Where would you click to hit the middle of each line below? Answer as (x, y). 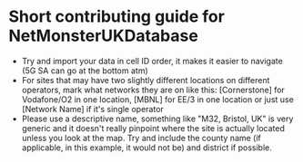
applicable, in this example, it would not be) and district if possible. (146, 148)
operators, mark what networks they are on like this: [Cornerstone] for (153, 90)
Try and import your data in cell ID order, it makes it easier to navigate (152, 61)
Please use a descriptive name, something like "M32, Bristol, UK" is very (157, 119)
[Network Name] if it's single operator (93, 109)
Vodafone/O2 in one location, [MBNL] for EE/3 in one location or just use (158, 99)
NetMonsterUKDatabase (104, 36)
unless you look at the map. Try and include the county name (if (141, 138)
